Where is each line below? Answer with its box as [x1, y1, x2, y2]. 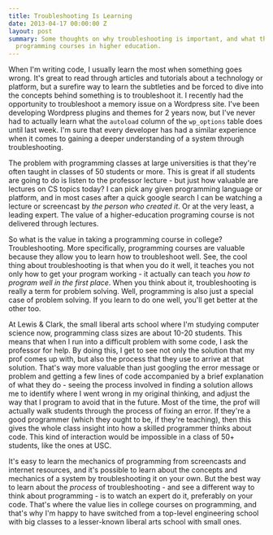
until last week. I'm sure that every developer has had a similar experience [8, 125, 257, 135]
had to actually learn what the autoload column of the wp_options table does [8, 116, 262, 126]
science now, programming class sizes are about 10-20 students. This [8, 328, 242, 338]
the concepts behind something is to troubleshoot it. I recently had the [8, 90, 244, 100]
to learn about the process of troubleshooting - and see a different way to [8, 482, 255, 493]
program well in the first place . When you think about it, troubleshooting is [8, 278, 258, 287]
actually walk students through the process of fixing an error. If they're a [8, 406, 250, 416]
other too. [8, 304, 41, 314]
